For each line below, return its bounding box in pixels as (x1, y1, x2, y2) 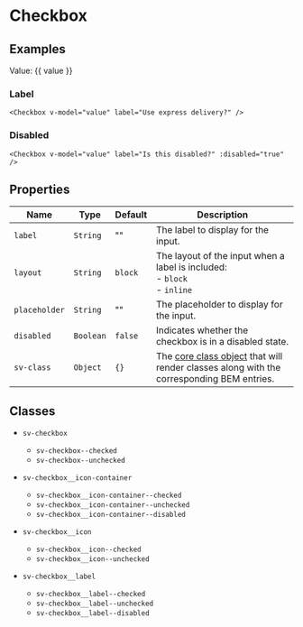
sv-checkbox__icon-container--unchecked (35, 501, 190, 510)
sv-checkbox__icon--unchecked (35, 555, 151, 564)
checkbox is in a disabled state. (156, 336, 289, 348)
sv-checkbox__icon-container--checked (35, 491, 182, 501)
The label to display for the (156, 224, 269, 236)
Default (115, 208, 148, 221)
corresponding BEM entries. (156, 373, 275, 385)
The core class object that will (156, 350, 283, 363)
